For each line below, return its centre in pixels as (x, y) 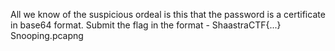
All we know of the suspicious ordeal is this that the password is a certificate (168, 14)
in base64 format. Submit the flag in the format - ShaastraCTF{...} (146, 25)
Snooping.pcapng (47, 35)
